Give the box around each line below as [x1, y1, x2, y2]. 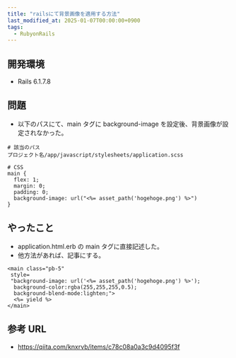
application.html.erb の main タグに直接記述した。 [17, 242, 164, 250]
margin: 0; [13, 182, 46, 190]
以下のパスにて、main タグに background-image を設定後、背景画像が [17, 120, 223, 128]
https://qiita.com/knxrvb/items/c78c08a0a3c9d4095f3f [17, 342, 180, 351]
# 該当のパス [7, 144, 40, 151]
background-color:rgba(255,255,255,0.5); [13, 284, 138, 291]
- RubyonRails [13, 30, 55, 37]
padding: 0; [13, 188, 49, 195]
